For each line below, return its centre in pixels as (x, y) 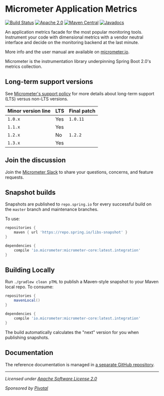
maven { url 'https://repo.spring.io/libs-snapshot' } (71, 232)
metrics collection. (24, 66)
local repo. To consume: (29, 287)
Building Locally (30, 270)
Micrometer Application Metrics (71, 9)
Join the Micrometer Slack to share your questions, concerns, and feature (79, 172)
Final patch (82, 111)
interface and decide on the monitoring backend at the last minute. (72, 42)
